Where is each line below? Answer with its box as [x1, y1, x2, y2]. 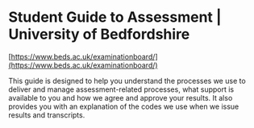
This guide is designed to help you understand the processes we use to [8, 76, 246, 85]
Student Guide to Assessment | [8, 8, 222, 27]
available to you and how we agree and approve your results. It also [8, 93, 233, 102]
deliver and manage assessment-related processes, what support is [8, 85, 235, 94]
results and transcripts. [8, 109, 85, 120]
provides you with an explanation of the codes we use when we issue [8, 101, 239, 111]
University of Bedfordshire [8, 25, 190, 43]
